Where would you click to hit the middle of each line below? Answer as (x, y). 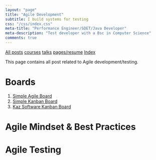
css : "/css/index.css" (29, 24)
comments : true (21, 38)
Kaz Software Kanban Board (42, 106)
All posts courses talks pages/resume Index (50, 52)
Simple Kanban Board (35, 101)
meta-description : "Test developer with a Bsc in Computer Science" (78, 33)
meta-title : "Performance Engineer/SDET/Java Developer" (66, 29)
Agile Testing (33, 150)
